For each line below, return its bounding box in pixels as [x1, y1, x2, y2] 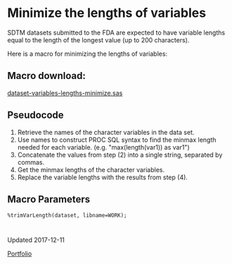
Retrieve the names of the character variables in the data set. [17, 128, 195, 136]
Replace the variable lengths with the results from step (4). [17, 173, 188, 181]
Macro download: [7, 70, 86, 82]
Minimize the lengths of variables [7, 5, 206, 21]
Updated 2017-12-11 [7, 235, 65, 244]
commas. [17, 157, 45, 167]
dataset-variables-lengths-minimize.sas [7, 88, 123, 97]
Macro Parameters [7, 193, 90, 205]
